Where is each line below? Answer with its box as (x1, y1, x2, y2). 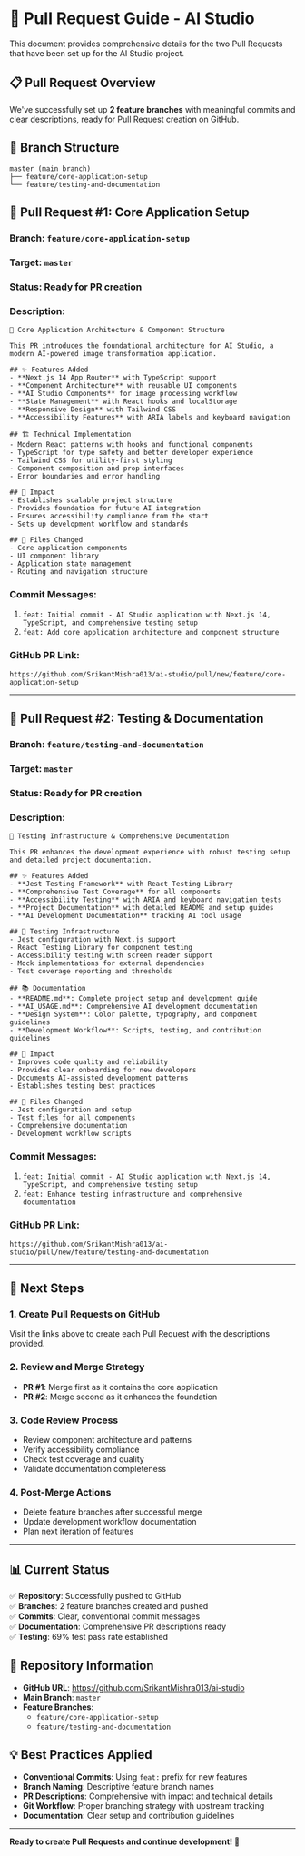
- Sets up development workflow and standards (9, 519, 189, 529)
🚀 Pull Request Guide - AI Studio (9, 8, 255, 29)
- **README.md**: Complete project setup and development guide (9, 994, 258, 1003)
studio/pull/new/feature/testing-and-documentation (9, 1248, 209, 1257)
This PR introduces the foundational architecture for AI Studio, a (9, 341, 274, 350)
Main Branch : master (22, 1692, 102, 1703)
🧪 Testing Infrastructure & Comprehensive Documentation (9, 832, 230, 841)
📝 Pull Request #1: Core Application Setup (9, 204, 250, 220)
